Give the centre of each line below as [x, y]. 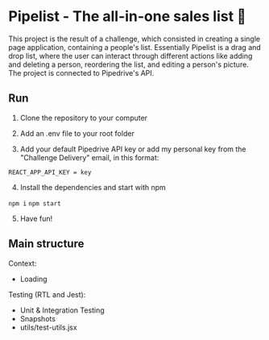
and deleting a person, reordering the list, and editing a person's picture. [129, 64]
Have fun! [36, 218]
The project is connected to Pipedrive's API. [81, 73]
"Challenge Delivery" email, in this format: [89, 157]
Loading [33, 279]
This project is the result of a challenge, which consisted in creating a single [134, 39]
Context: [23, 263]
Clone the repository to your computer [83, 118]
